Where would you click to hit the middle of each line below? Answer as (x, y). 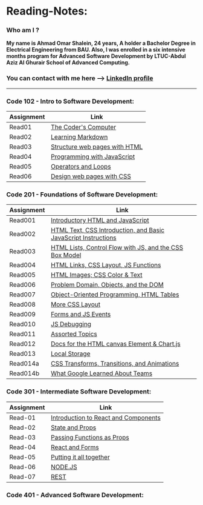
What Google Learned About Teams (102, 373)
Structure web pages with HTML (97, 147)
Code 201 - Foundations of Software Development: (82, 194)
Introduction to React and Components (106, 418)
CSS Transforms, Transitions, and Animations (115, 364)
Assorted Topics (74, 334)
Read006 (23, 285)
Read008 (23, 304)
